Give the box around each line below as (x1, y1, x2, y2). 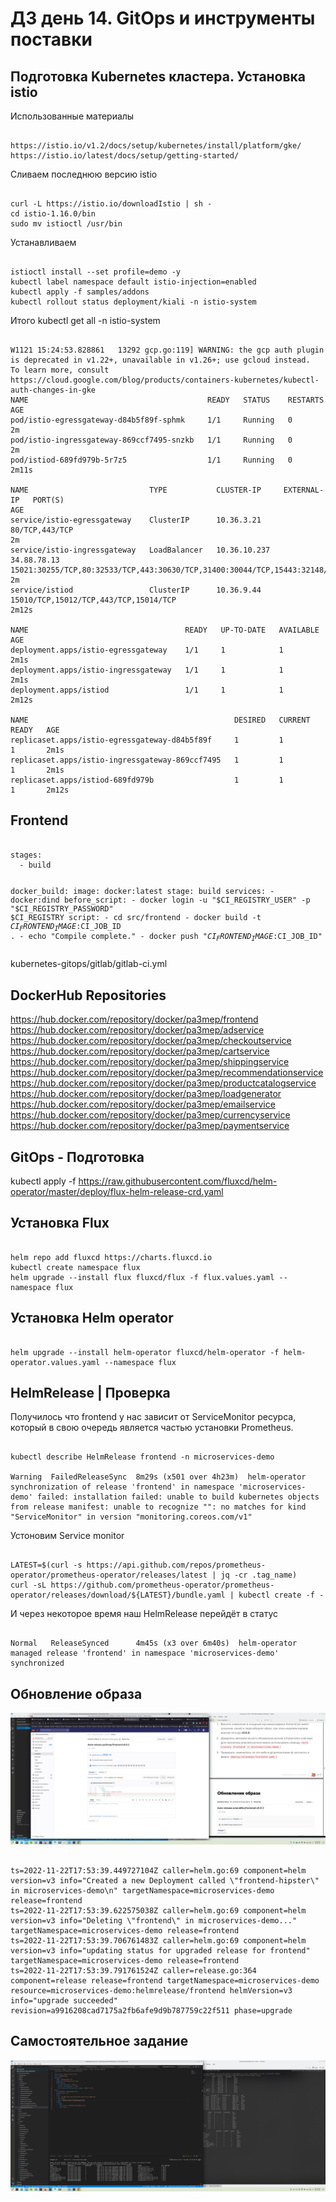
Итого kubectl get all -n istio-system (10, 315, 161, 326)
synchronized (10, 1658, 65, 1669)
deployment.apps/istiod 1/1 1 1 (10, 685, 284, 695)
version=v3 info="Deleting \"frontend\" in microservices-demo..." (10, 1915, 298, 1926)
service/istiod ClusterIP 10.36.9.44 (10, 585, 262, 595)
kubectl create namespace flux (10, 1262, 141, 1272)
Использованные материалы (10, 110, 135, 122)
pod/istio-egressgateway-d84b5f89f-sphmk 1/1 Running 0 (10, 415, 293, 425)
